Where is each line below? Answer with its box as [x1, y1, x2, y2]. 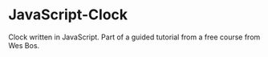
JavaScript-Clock [8, 6, 128, 24]
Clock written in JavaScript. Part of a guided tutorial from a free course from [8, 32, 261, 42]
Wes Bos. [8, 40, 40, 50]
